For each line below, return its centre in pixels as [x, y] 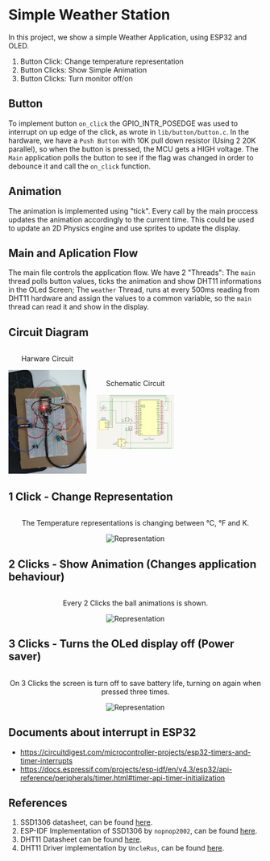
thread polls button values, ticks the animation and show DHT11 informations [135, 281]
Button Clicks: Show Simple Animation [83, 69]
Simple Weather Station [89, 15]
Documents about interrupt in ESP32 [102, 732]
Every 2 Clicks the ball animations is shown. [135, 603]
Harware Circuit [48, 359]
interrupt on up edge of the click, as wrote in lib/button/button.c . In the [129, 131]
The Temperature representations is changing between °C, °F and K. [135, 523]
